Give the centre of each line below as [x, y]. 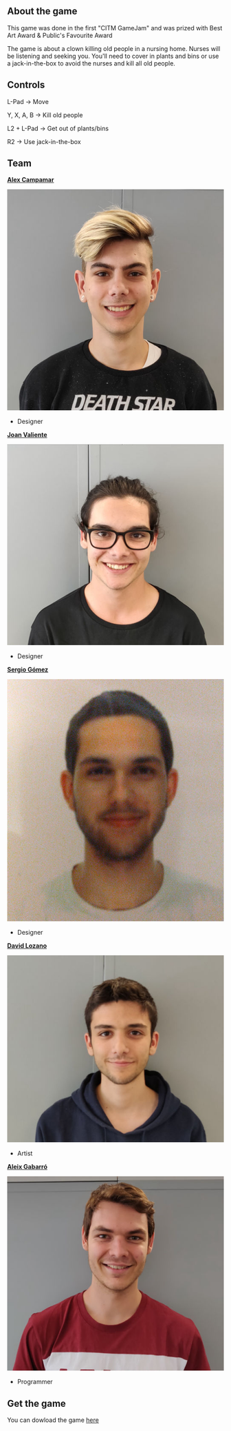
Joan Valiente [27, 435]
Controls [26, 85]
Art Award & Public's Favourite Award [60, 35]
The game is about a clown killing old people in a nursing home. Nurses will [114, 48]
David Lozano [27, 945]
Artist [25, 1153]
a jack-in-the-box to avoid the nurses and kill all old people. [91, 63]
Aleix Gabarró [27, 1166]
